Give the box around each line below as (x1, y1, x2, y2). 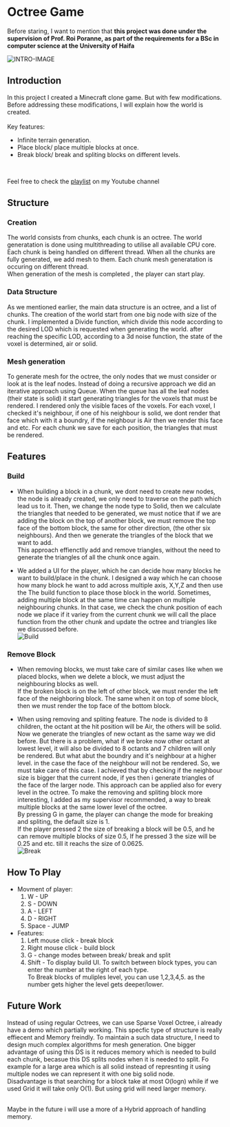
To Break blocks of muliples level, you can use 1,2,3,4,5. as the (27, 973, 205, 981)
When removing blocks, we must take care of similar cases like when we (17, 665, 224, 674)
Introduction (7, 75, 62, 87)
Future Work (7, 1000, 62, 1012)
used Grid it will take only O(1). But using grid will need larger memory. (7, 1084, 207, 1093)
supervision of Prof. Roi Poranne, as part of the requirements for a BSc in (7, 34, 219, 42)
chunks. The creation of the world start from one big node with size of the (7, 310, 217, 318)
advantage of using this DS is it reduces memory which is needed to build (7, 1048, 217, 1056)
